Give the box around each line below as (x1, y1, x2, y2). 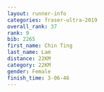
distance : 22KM (7, 55, 51, 62)
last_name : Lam (7, 49, 51, 56)
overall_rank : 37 (7, 23, 58, 30)
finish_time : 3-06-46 (7, 74, 70, 82)
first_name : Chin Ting (7, 42, 73, 49)
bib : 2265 (7, 36, 36, 43)
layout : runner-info (7, 10, 67, 17)
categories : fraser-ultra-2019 (7, 17, 98, 24)
